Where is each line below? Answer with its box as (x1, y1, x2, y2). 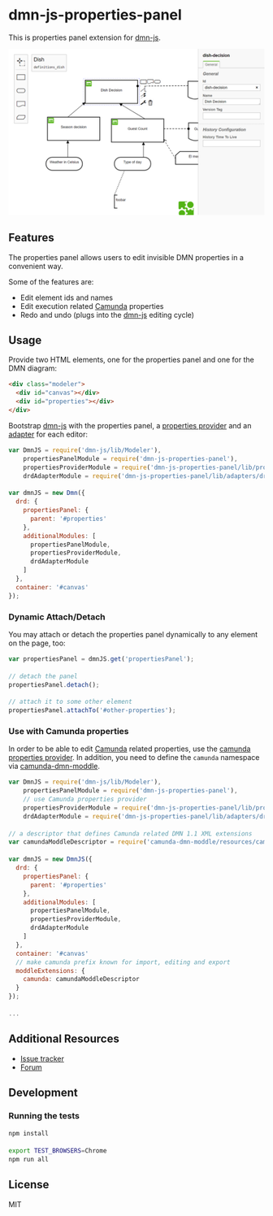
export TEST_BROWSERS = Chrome (8, 1147, 107, 1155)
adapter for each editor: (8, 429, 88, 439)
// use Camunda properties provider (23, 795, 148, 804)
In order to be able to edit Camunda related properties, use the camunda (8, 744, 251, 753)
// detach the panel (8, 672, 79, 680)
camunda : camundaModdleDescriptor (23, 975, 140, 984)
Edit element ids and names (19, 293, 114, 302)
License (8, 1178, 50, 1192)
